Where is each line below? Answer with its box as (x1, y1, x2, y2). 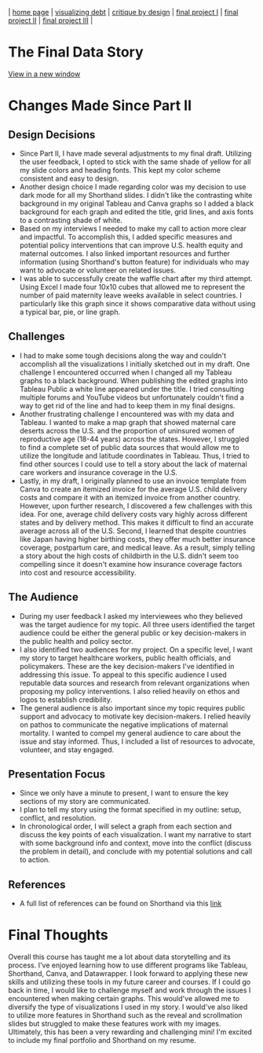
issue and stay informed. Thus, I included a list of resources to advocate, (19, 737, 255, 746)
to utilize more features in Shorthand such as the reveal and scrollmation (8, 1011, 243, 1020)
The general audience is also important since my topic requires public (19, 703, 246, 712)
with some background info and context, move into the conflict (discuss (19, 839, 252, 848)
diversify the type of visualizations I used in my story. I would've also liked (8, 1002, 248, 1012)
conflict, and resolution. (19, 814, 97, 823)
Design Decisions (8, 128, 96, 141)
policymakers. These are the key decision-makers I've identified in (19, 661, 235, 671)
